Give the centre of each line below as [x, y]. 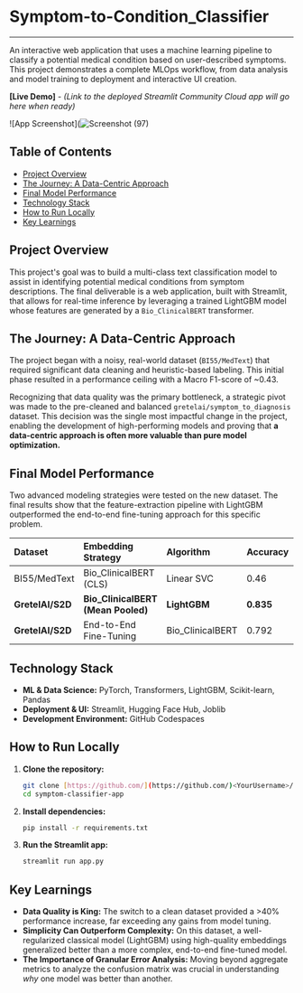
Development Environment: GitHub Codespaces [113, 719]
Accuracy [268, 552]
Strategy [102, 557]
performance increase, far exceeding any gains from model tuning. [147, 921]
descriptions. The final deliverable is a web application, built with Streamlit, [148, 291]
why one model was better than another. [97, 979]
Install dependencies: [64, 811]
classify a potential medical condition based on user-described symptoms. [148, 60]
